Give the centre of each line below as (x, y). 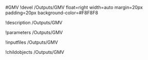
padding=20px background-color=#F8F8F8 (52, 13)
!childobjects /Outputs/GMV (35, 52)
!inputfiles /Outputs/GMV (32, 42)
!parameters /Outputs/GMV (34, 32)
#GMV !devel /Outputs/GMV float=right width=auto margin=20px (74, 7)
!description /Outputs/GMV (34, 23)
